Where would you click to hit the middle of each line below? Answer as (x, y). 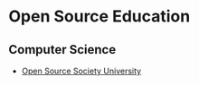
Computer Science (62, 50)
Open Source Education (99, 17)
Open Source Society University (81, 71)
